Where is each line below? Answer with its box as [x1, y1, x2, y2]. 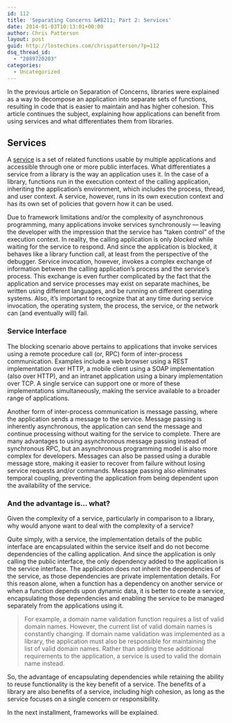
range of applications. [7, 394, 70, 402]
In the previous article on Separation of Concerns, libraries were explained [7, 88, 220, 96]
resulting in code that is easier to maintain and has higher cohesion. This [7, 102, 215, 110]
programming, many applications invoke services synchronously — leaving [7, 220, 222, 229]
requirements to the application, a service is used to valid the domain [24, 651, 222, 660]
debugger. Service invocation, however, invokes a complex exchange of [7, 258, 213, 266]
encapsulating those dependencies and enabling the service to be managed [7, 594, 224, 602]
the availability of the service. [7, 481, 91, 490]
